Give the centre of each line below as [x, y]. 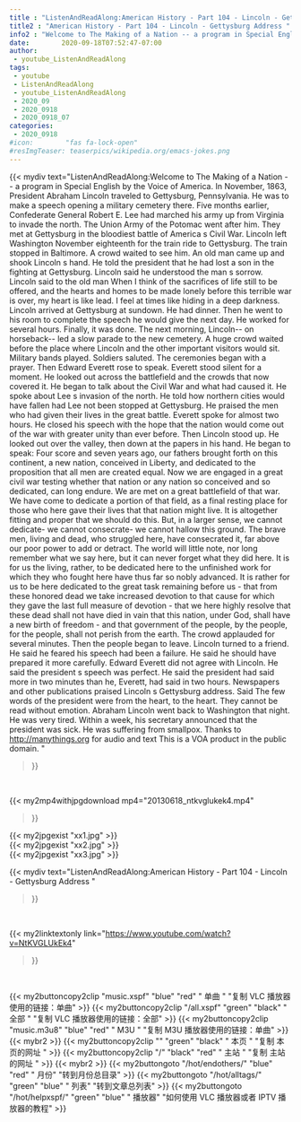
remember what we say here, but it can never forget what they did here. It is [149, 558]
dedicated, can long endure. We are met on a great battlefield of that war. [145, 491]
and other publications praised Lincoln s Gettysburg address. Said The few [147, 691]
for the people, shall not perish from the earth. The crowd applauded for [142, 634]
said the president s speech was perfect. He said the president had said [142, 672]
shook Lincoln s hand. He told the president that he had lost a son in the [142, 262]
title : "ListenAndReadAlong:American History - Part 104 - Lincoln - [144, 17]
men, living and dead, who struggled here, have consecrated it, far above [145, 538]
